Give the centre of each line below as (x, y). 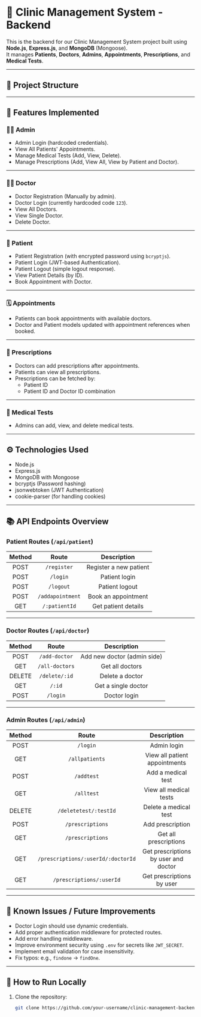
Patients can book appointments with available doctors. (83, 318)
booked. (25, 331)
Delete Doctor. (33, 222)
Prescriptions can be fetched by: (55, 378)
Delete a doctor (121, 676)
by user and (167, 859)
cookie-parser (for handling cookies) (60, 496)
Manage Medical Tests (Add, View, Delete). (68, 156)
